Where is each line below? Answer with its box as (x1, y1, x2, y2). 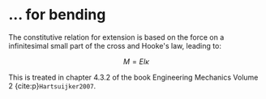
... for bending (8, 6, 106, 24)
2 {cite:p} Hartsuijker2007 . (8, 80, 97, 91)
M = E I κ (122, 56, 150, 67)
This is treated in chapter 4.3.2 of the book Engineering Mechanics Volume (8, 72, 259, 82)
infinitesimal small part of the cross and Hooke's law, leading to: (8, 41, 221, 50)
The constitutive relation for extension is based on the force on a (8, 32, 225, 42)
